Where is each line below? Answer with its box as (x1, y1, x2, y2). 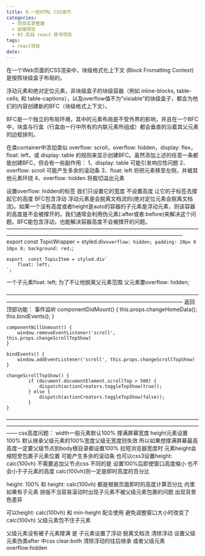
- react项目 (12, 43, 41, 50)
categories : (6, 15, 37, 21)
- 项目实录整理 (12, 20, 45, 26)
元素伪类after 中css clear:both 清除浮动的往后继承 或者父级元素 (6, 537, 165, 544)
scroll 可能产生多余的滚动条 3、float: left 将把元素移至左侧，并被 (31, 167, 193, 174)
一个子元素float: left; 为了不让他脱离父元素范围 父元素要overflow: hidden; (6, 278, 190, 285)
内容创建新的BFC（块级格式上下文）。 (16, 102, 111, 110)
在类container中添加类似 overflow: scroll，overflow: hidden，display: (6, 143, 180, 151)
